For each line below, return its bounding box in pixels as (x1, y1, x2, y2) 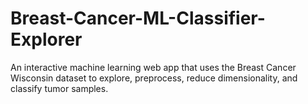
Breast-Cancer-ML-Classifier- (10, 7, 266, 30)
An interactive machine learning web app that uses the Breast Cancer (10, 61, 297, 73)
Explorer (10, 28, 83, 51)
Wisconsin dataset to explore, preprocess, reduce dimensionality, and (10, 72, 298, 84)
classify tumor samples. (10, 82, 109, 94)
